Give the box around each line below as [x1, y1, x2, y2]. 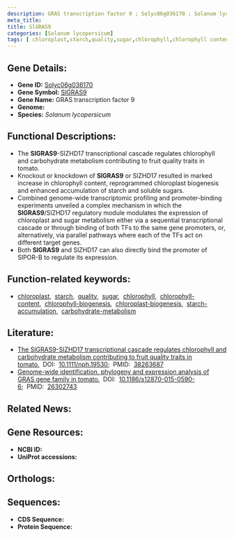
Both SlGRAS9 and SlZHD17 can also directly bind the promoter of [17, 245, 208, 254]
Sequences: [7, 497, 61, 509]
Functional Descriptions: [7, 131, 116, 143]
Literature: [7, 326, 54, 339]
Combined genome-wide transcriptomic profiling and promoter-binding [17, 194, 222, 202]
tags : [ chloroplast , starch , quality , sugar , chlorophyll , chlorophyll [7, 36, 208, 43]
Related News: [7, 402, 72, 414]
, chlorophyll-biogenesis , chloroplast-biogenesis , [39, 299, 183, 307]
